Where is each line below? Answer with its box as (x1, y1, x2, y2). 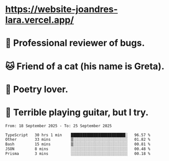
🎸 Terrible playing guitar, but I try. (5, 106, 149, 118)
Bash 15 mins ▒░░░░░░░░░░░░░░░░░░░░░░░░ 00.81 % (5, 142, 151, 147)
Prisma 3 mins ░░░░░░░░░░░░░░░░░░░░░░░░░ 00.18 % (5, 151, 151, 156)
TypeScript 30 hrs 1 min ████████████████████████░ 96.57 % (5, 132, 151, 137)
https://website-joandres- (5, 4, 118, 15)
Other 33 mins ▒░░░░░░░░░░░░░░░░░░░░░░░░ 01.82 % (5, 137, 151, 142)
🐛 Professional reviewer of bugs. (5, 37, 145, 49)
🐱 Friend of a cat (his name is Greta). (5, 61, 164, 72)
